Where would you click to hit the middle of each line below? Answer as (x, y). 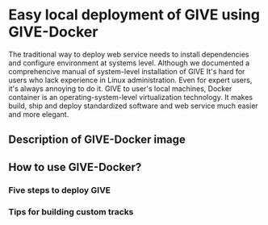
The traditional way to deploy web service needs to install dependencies (129, 54)
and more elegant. (39, 114)
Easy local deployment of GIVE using (134, 15)
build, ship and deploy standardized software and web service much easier (133, 106)
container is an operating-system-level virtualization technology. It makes (130, 97)
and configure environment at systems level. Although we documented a (129, 63)
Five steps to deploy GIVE (60, 190)
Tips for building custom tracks (71, 211)
